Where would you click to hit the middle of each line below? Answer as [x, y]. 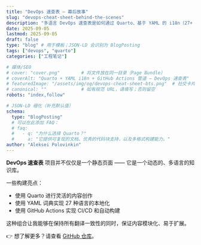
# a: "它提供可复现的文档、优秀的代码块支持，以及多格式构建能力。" [91, 139]
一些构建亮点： [25, 183]
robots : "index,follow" [36, 95]
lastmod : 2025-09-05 [32, 34]
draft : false [22, 40]
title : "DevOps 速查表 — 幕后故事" [47, 12]
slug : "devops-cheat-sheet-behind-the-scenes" [65, 17]
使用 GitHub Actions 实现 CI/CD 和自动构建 [68, 210]
